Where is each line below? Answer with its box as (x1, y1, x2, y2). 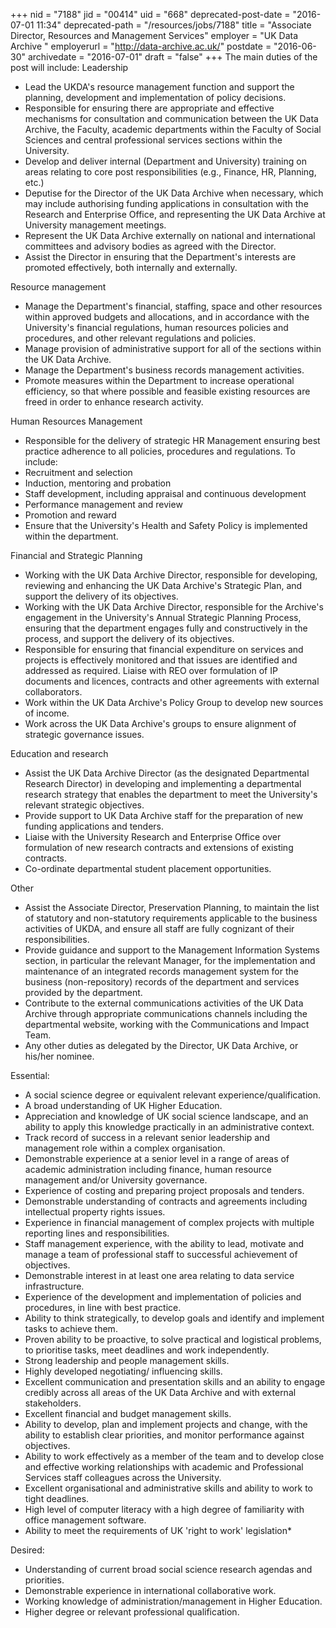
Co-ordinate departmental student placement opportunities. (24, 863, 272, 874)
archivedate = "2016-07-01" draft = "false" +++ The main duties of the (27, 51, 318, 63)
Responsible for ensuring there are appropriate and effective (24, 102, 275, 114)
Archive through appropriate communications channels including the (24, 1008, 308, 1019)
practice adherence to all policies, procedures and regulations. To (24, 445, 296, 457)
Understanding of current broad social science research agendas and (24, 1564, 313, 1575)
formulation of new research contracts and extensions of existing (24, 842, 294, 853)
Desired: (10, 1544, 45, 1556)
